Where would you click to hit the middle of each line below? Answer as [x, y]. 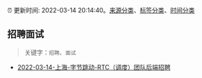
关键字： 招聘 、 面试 [50, 52]
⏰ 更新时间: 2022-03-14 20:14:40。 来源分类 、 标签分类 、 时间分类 [101, 10]
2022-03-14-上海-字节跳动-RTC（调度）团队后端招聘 [94, 67]
